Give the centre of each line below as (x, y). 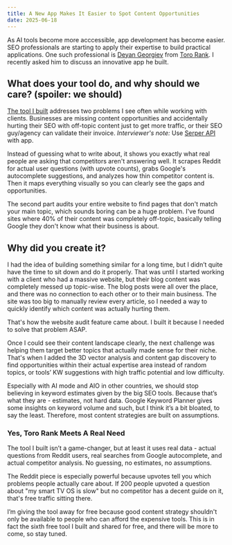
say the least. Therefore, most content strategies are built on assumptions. (113, 416)
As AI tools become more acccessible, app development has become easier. (116, 39)
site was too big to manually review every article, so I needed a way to (107, 301)
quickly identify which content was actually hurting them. (89, 309)
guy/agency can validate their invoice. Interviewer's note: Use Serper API (111, 133)
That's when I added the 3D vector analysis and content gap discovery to (112, 358)
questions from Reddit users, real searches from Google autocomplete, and (115, 456)
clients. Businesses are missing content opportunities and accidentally (108, 118)
